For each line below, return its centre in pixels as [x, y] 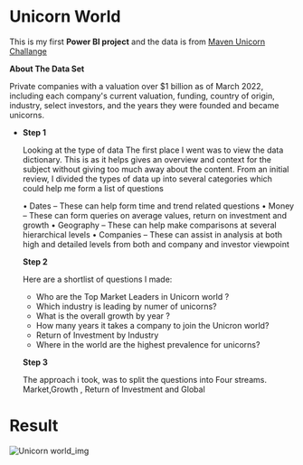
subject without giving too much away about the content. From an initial [156, 169]
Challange [28, 51]
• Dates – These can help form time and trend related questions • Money [158, 206]
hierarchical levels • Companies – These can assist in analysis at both [152, 234]
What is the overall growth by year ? [103, 316]
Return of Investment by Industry [97, 335]
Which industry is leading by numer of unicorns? [126, 306]
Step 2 [35, 261]
